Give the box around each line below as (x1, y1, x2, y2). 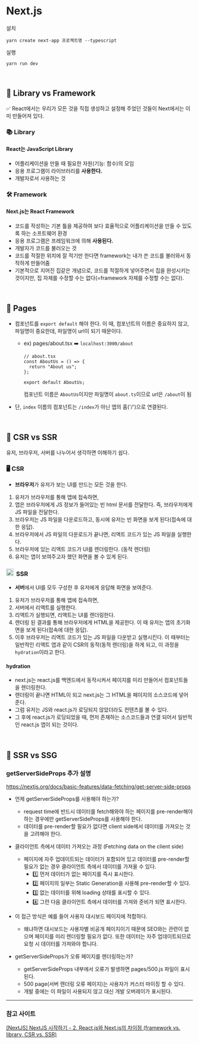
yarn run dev (6, 61, 38, 67)
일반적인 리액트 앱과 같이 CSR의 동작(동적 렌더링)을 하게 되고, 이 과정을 (14, 641, 179, 649)
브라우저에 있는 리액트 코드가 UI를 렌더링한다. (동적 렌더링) (14, 545, 150, 552)
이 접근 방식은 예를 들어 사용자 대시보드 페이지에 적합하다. (14, 913, 148, 920)
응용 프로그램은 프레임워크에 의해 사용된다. (14, 237, 114, 244)
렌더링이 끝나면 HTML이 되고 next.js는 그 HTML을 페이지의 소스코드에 (14, 691, 178, 699)
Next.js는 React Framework (6, 208, 75, 215)
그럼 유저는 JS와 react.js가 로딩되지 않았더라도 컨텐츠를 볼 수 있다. (14, 706, 169, 713)
